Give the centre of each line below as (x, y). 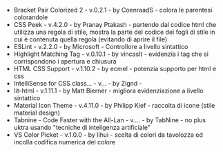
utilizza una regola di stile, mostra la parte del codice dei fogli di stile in (114, 32)
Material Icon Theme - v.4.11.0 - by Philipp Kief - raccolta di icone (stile (114, 105)
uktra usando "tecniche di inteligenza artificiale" (82, 127)
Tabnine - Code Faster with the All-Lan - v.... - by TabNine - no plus (109, 120)
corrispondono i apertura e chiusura (65, 61)
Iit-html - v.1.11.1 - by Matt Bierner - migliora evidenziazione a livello (108, 91)
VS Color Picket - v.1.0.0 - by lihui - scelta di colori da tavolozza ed (108, 135)
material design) (37, 113)
